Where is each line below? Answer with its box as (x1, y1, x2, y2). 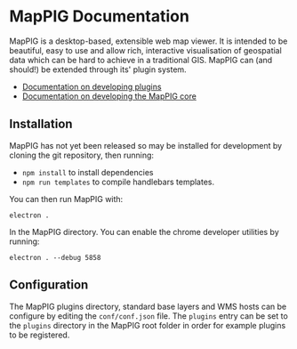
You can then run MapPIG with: (9, 193, 124, 204)
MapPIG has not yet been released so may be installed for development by (9, 140, 283, 150)
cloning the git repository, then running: (9, 150, 154, 160)
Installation (9, 117, 73, 132)
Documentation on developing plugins (21, 81, 162, 92)
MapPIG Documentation (9, 6, 189, 27)
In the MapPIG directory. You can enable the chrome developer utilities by (9, 226, 280, 237)
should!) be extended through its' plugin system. (9, 64, 187, 75)
